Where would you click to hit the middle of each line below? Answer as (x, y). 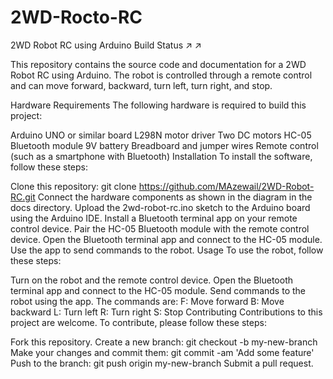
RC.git (23, 197)
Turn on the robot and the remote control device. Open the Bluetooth (152, 280)
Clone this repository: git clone (73, 186)
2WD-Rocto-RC (76, 17)
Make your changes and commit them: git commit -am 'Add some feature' (162, 352)
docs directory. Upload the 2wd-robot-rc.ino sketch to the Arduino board (160, 207)
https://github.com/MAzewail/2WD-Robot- (226, 186)
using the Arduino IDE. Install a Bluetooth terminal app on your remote (154, 218)
